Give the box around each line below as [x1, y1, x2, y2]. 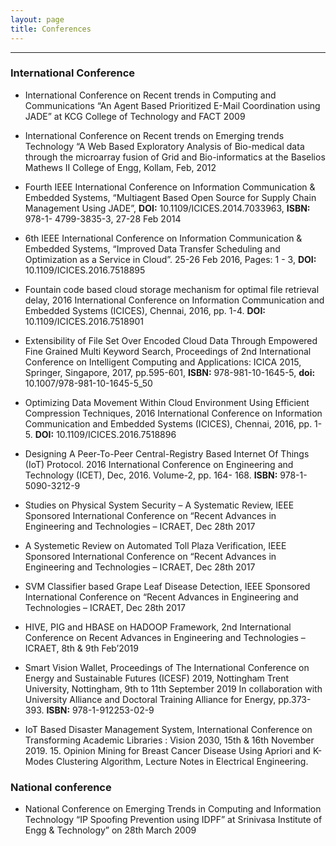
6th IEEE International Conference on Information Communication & [24, 232, 303, 244]
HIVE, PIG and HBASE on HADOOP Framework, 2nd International [24, 621, 292, 633]
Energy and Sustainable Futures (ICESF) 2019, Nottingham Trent [24, 672, 290, 684]
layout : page [10, 14, 65, 25]
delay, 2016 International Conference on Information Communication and [24, 294, 325, 306]
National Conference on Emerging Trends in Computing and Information [24, 803, 322, 815]
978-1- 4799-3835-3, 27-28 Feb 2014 [24, 212, 182, 225]
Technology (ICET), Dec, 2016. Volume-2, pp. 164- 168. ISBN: [24, 469, 278, 481]
